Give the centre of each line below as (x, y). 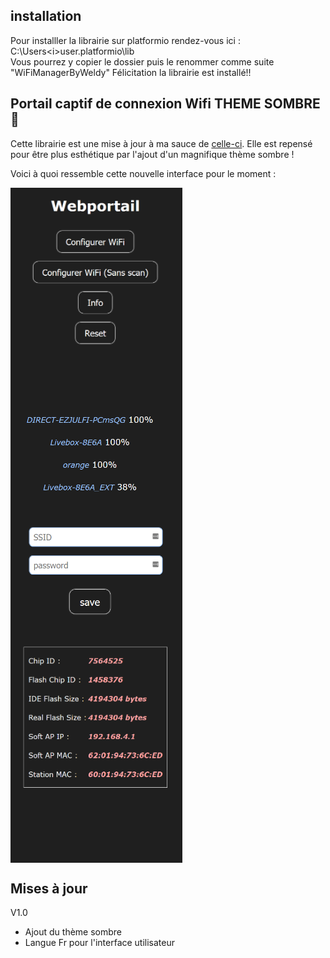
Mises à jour (49, 888)
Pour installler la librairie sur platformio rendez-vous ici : (125, 40)
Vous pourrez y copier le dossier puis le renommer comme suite (142, 61)
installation (46, 16)
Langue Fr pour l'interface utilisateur (100, 943)
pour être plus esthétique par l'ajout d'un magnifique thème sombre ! (152, 154)
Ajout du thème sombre (73, 932)
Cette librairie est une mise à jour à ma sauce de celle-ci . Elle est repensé (161, 143)
